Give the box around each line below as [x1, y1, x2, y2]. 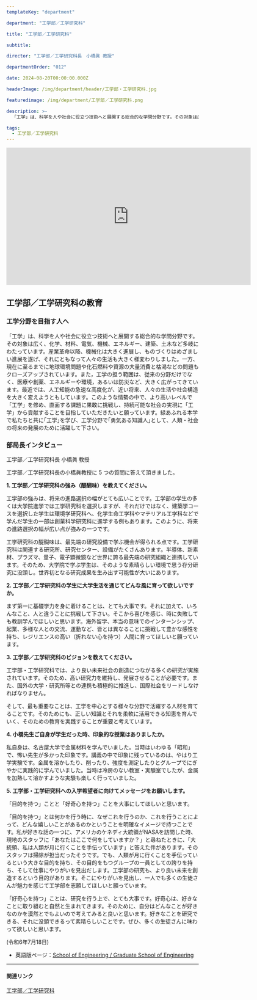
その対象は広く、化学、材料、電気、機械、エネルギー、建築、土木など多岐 [6, 340, 194, 347]
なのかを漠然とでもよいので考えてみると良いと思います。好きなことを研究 [6, 910, 193, 918]
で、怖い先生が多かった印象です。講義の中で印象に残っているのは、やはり [6, 751, 193, 759]
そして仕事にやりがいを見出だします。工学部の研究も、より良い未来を [16, 867, 193, 874]
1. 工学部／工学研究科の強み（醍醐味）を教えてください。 [6, 482, 151, 489]
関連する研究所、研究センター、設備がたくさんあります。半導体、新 [22, 546, 194, 553]
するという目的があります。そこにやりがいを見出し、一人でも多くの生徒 [11, 874, 194, 881]
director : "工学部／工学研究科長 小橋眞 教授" [6, 53, 115, 59]
